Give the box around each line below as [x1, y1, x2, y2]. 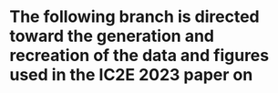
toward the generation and [9, 26, 214, 46]
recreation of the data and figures [9, 46, 270, 66]
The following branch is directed [9, 6, 260, 27]
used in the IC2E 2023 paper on [9, 65, 253, 86]
